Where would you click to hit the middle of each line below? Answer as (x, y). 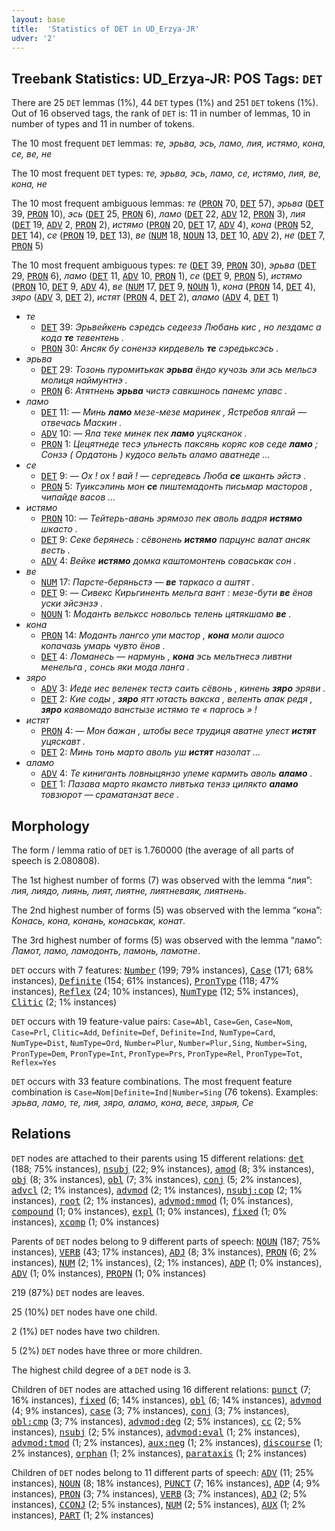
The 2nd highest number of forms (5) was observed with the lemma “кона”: (167, 910)
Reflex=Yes (34, 1063)
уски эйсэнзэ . (72, 603)
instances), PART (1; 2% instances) (82, 1515)
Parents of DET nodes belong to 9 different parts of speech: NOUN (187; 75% (166, 1241)
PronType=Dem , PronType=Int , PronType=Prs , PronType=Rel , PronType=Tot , (157, 1053)
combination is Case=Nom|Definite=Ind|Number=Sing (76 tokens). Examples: (165, 1092)
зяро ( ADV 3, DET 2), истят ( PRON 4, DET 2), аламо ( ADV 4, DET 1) (145, 297)
